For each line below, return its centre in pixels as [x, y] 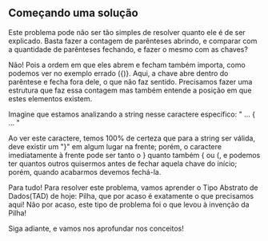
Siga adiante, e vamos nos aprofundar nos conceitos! [96, 228]
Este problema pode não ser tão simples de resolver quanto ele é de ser [127, 32]
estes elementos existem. [50, 98]
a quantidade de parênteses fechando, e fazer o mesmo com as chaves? [128, 49]
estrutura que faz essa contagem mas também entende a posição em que [130, 90]
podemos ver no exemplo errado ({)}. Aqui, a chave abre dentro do [118, 73]
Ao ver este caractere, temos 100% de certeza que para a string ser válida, [132, 138]
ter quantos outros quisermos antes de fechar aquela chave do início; [123, 164]
